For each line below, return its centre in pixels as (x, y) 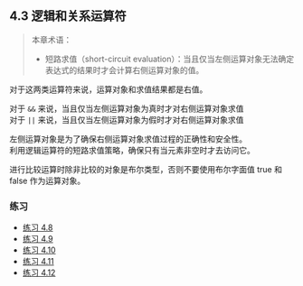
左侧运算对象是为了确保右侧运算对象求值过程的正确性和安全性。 (128, 139)
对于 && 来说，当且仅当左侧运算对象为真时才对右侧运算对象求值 (127, 108)
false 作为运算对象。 (47, 180)
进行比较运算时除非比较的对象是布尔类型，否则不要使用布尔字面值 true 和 (146, 169)
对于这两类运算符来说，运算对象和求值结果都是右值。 (109, 89)
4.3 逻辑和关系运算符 (68, 16)
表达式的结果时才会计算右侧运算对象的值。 (124, 69)
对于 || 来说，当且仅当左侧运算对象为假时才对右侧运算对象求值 (127, 119)
